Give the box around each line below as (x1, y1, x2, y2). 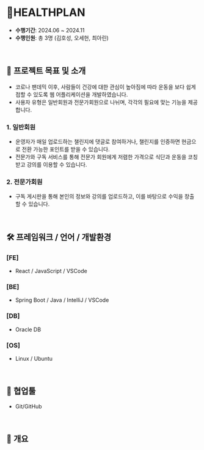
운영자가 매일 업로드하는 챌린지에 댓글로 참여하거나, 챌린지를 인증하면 (15, 138, 180, 146)
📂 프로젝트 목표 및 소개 (6, 66, 86, 76)
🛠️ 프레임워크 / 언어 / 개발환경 (6, 232, 112, 242)
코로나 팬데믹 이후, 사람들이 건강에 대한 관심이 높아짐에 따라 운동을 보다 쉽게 (15, 83, 197, 91)
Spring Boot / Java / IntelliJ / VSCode (15, 296, 109, 304)
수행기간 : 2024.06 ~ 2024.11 (15, 26, 85, 34)
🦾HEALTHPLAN (6, 6, 86, 20)
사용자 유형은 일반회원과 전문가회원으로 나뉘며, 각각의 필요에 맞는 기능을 (15, 98, 187, 106)
